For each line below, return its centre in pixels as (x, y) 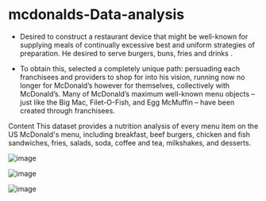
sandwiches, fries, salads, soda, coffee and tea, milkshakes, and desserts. (130, 142)
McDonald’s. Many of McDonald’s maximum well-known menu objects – (137, 93)
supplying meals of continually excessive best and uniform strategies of (137, 44)
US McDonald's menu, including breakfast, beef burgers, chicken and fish (129, 134)
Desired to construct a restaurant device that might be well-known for (134, 36)
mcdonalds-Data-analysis (96, 15)
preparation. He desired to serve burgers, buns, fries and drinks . (126, 53)
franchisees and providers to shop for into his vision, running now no (132, 77)
